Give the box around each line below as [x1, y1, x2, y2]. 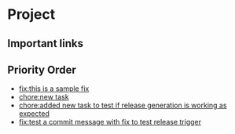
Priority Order [7, 63, 76, 76]
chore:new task [18, 92, 69, 102]
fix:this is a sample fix [18, 84, 90, 93]
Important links [7, 37, 84, 50]
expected [18, 109, 50, 118]
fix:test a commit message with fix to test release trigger [18, 118, 202, 127]
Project [7, 5, 56, 24]
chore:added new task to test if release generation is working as [18, 100, 227, 110]
